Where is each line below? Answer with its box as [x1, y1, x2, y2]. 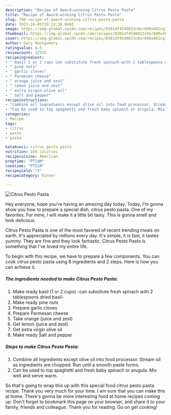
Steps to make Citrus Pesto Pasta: [5, 343, 79, 349]
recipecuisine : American [5, 154, 58, 159]
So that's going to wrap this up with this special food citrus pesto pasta [5, 382, 154, 389]
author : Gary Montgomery [5, 41, 58, 46]
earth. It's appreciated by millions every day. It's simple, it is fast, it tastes [5, 233, 159, 239]
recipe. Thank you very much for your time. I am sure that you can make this [5, 388, 165, 394]
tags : [5, 121, 17, 126]
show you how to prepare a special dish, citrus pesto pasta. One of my [5, 207, 154, 213]
